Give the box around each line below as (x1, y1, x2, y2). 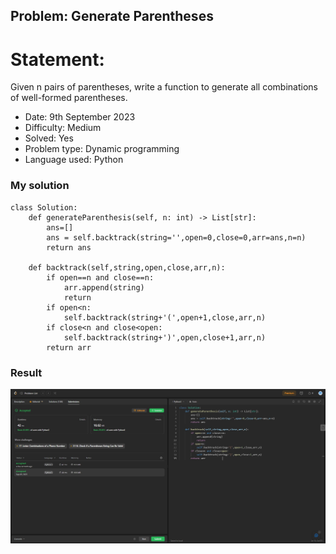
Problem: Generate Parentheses (10, 8, 214, 25)
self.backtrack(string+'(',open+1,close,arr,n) (63, 312, 267, 323)
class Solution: (10, 202, 78, 213)
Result (10, 365, 43, 379)
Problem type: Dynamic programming (24, 143, 180, 155)
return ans (46, 242, 92, 253)
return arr (46, 342, 92, 353)
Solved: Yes (24, 132, 74, 144)
